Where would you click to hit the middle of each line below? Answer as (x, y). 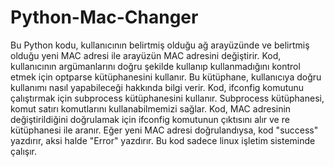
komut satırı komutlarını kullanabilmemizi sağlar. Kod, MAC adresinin (151, 108)
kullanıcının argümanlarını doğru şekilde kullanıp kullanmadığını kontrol (155, 66)
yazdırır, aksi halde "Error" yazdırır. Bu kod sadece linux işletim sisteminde (163, 140)
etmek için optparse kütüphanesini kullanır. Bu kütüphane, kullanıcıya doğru (166, 77)
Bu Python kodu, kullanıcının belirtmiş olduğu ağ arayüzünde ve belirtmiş (160, 45)
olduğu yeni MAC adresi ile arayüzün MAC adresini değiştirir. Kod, (146, 55)
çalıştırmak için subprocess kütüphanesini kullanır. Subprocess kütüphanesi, (167, 98)
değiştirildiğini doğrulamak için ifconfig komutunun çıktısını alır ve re (150, 119)
